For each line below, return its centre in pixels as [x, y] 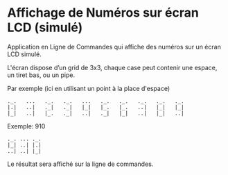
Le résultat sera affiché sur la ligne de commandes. [80, 164]
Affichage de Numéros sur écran [103, 13]
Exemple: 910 [26, 126]
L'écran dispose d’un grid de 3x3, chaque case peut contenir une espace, [112, 67]
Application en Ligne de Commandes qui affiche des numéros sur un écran [114, 47]
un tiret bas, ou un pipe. [41, 75]
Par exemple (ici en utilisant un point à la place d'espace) [89, 88]
